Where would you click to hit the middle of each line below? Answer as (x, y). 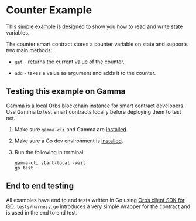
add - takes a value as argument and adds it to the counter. (85, 73)
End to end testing (40, 186)
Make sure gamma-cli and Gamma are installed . (71, 129)
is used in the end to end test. (42, 212)
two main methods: (29, 50)
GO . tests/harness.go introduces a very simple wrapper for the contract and (98, 206)
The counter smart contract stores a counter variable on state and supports (97, 44)
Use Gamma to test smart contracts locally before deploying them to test (94, 111)
